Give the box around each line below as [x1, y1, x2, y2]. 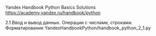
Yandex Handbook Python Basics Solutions [5, 5, 96, 10]
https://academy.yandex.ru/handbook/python [5, 10, 101, 16]
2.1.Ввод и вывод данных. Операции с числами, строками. [5, 20, 133, 25]
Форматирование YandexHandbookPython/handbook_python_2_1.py [5, 25, 151, 31]
